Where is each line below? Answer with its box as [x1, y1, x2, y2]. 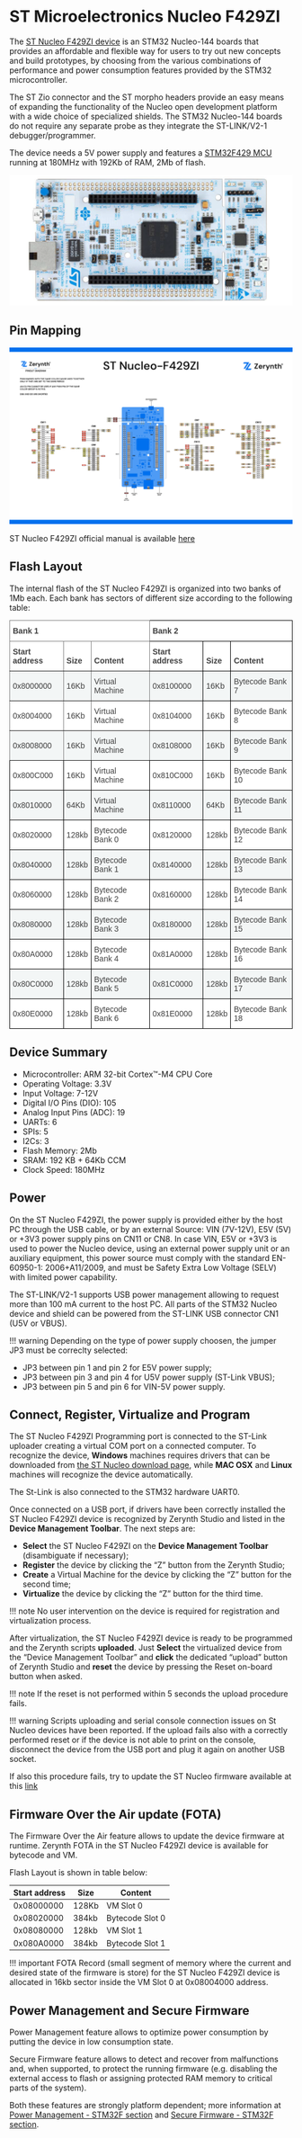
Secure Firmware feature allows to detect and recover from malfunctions [9, 2053, 279, 2064]
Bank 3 [93, 924, 120, 934]
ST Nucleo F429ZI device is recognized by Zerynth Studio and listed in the [9, 1514, 286, 1525]
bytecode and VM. [9, 1850, 78, 1861]
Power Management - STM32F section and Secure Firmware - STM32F [9, 2109, 274, 2120]
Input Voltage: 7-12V [22, 1087, 99, 1098]
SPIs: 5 [22, 1126, 49, 1137]
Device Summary [9, 1045, 108, 1060]
